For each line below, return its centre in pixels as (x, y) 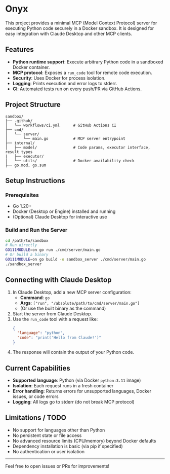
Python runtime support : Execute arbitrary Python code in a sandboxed (88, 62)
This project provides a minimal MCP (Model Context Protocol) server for (81, 23)
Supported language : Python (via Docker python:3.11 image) (77, 380)
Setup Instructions (35, 180)
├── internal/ (20, 143)
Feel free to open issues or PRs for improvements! (57, 466)
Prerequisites (22, 195)
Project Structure (33, 105)
